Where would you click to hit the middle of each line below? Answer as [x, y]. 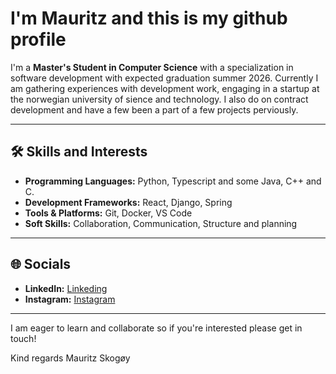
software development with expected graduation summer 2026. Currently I [164, 78]
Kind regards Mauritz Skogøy [70, 358]
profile [38, 39]
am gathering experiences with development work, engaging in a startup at [165, 88]
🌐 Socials [41, 264]
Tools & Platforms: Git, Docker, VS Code [108, 213]
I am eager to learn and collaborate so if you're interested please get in [156, 328]
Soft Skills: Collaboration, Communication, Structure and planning [161, 223]
